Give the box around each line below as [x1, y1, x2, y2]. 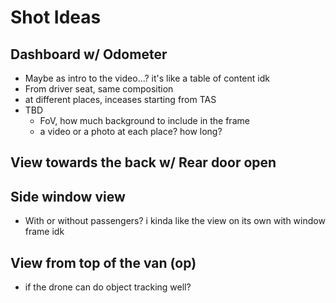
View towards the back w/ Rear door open [10, 154, 277, 171]
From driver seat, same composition [24, 83, 174, 95]
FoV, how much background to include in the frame [39, 115, 250, 126]
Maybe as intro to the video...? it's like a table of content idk [24, 72, 270, 84]
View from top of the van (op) [10, 254, 197, 271]
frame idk [24, 226, 65, 238]
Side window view [10, 188, 126, 205]
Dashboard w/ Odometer [10, 46, 168, 63]
